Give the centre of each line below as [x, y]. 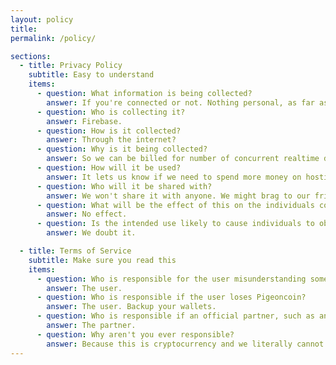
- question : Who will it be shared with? [124, 186]
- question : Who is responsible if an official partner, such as [175, 316]
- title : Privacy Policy [71, 66]
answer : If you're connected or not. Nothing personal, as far [180, 102]
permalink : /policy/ [53, 38]
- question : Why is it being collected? [122, 149]
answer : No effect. [87, 214]
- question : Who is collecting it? [111, 112]
